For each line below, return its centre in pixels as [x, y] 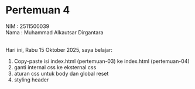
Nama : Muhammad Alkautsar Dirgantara [54, 32]
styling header [31, 80]
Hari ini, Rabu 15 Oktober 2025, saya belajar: [59, 49]
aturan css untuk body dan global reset [61, 73]
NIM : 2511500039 [28, 26]
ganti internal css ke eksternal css [55, 67]
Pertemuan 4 [38, 10]
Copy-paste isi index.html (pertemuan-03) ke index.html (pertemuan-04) [102, 61]
